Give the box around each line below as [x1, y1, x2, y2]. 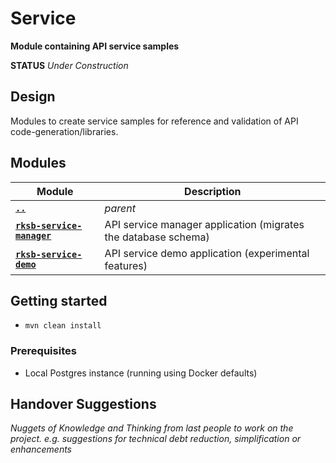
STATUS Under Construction [10, 59, 129, 71]
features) [104, 258, 148, 272]
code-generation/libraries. [10, 125, 119, 137]
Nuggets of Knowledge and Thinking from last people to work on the [10, 422, 294, 434]
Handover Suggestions [10, 396, 157, 413]
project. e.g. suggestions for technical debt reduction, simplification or [10, 433, 302, 445]
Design [10, 88, 56, 106]
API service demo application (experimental [104, 246, 310, 260]
